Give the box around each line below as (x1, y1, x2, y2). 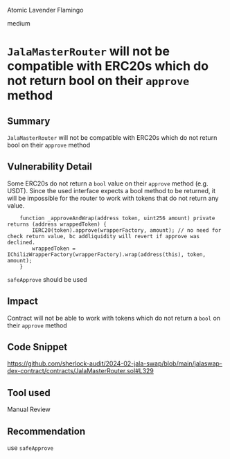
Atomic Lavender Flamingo (7, 6, 84, 14)
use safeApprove (7, 444, 54, 452)
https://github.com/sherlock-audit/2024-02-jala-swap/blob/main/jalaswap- (7, 359, 223, 368)
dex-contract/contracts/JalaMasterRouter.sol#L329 (7, 367, 154, 375)
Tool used (7, 387, 51, 399)
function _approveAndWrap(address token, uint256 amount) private (19, 215, 215, 222)
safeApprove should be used (7, 275, 88, 283)
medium (7, 19, 30, 27)
